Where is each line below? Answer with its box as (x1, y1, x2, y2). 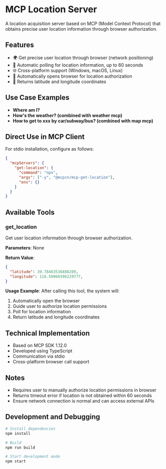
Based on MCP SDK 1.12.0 (12, 342, 67, 349)
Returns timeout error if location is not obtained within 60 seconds (12, 392, 152, 399)
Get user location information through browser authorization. (5, 235, 133, 241)
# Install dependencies (5, 426, 56, 431)
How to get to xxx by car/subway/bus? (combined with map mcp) (12, 117, 154, 124)
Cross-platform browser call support (12, 359, 90, 365)
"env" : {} (18, 180, 40, 185)
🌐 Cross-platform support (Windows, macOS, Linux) (12, 67, 123, 73)
